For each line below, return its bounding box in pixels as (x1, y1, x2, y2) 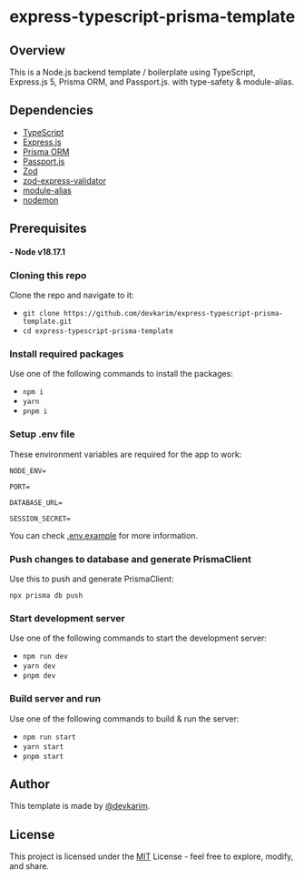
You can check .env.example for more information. (9, 530, 198, 541)
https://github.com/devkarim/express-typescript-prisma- (63, 309, 283, 318)
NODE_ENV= (9, 466, 47, 475)
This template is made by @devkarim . (9, 801, 151, 812)
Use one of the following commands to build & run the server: (9, 712, 240, 724)
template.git (22, 317, 73, 327)
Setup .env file (9, 428, 75, 440)
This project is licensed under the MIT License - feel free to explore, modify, (9, 851, 294, 862)
